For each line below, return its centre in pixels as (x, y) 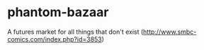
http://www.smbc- (170, 32)
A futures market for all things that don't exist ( (75, 32)
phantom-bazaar (58, 12)
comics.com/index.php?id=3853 (55, 39)
